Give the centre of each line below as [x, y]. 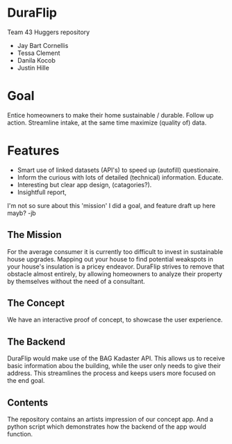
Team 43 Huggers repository [49, 32]
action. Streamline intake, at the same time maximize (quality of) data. [107, 122]
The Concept [36, 303]
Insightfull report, [42, 192]
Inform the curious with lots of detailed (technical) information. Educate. [120, 177]
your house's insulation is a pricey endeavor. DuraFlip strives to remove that [116, 267]
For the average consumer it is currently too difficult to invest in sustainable [115, 251]
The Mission [34, 235]
